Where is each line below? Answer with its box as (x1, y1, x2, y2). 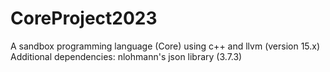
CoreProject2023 (10, 7, 158, 30)
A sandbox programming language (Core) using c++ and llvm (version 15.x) (10, 40, 321, 52)
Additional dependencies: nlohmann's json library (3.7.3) (10, 50, 243, 62)
